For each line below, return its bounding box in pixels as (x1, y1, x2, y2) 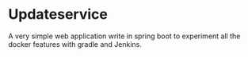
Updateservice (8, 5, 109, 23)
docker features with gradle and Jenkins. (8, 39, 143, 48)
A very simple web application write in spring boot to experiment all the (8, 31, 241, 41)
